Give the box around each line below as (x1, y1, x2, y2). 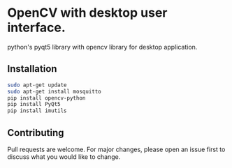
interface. (7, 20, 66, 36)
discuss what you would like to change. (7, 152, 121, 161)
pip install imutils (7, 107, 68, 114)
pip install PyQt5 (7, 101, 61, 108)
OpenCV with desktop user (7, 5, 168, 21)
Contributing (7, 127, 64, 139)
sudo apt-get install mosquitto (7, 88, 101, 95)
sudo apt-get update (7, 82, 68, 89)
